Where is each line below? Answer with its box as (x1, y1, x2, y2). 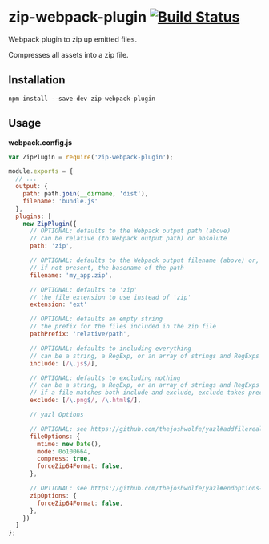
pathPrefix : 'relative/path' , (29, 330, 130, 338)
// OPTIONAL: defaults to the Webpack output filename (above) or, (29, 256, 260, 264)
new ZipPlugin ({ (22, 220, 78, 228)
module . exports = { (8, 167, 74, 175)
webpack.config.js (8, 137, 73, 147)
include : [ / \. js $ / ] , (29, 359, 98, 368)
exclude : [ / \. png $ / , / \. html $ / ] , (29, 397, 142, 405)
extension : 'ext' (29, 300, 88, 308)
